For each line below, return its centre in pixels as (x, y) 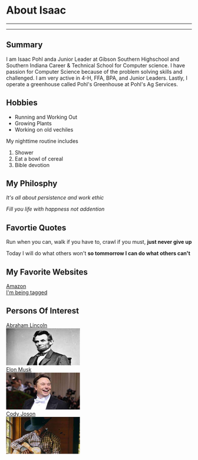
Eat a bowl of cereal (39, 159)
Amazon (16, 286)
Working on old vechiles (44, 129)
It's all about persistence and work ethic (55, 198)
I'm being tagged (27, 292)
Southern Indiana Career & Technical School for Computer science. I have (96, 65)
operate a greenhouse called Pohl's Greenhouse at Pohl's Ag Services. (92, 84)
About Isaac (36, 10)
